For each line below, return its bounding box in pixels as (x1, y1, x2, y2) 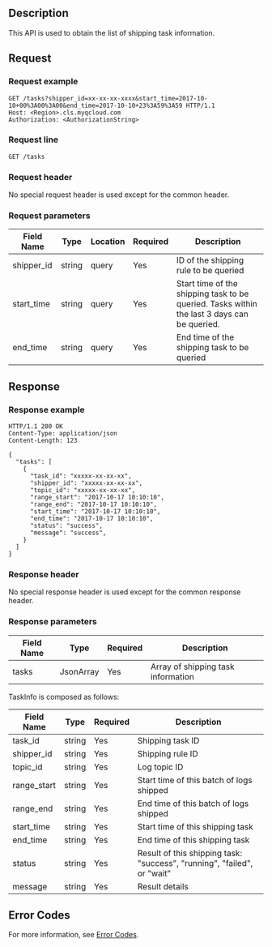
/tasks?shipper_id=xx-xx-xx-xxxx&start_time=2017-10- (23, 94, 208, 102)
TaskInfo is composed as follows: (8, 692, 120, 701)
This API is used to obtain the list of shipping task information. (8, 28, 215, 37)
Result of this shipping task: (137, 847, 243, 859)
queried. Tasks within (176, 298, 257, 310)
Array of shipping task (150, 661, 235, 672)
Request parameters (8, 210, 91, 221)
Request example (8, 76, 79, 88)
